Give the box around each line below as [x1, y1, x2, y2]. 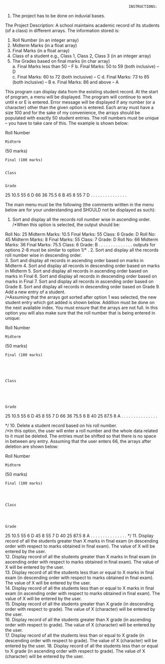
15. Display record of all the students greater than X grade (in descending [5, 601, 154, 607]
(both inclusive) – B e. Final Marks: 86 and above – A [12, 79, 119, 85]
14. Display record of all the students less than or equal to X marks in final [5, 585, 154, 591]
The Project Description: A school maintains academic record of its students [5, 22, 160, 28]
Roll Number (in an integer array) [12, 37, 79, 43]
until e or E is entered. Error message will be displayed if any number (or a [5, 99, 155, 105]
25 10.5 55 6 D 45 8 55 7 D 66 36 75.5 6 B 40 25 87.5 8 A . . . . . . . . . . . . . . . [5, 413, 158, 419]
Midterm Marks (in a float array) [12, 42, 77, 48]
